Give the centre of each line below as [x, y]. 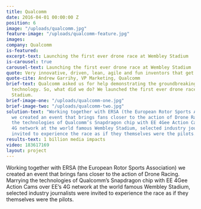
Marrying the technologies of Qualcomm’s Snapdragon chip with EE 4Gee [97, 180]
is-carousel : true [29, 62]
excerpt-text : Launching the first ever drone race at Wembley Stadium [97, 56]
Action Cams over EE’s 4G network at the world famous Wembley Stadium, [98, 186]
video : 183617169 [28, 145]
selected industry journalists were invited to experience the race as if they [97, 193]
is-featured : [22, 51]
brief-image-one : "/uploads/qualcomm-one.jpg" [65, 100]
